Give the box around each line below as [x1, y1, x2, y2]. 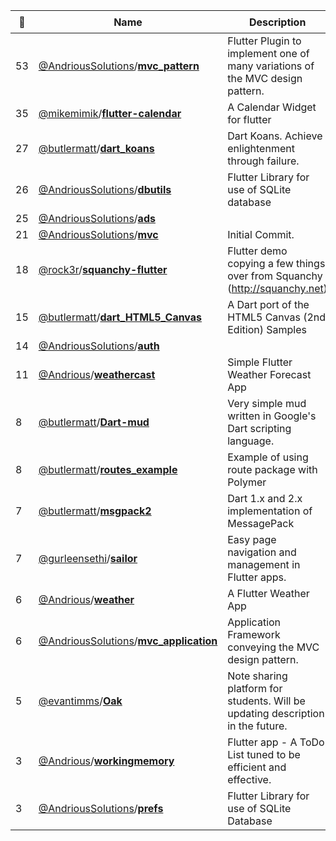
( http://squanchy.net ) [227, 282, 328, 295]
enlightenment [227, 142, 295, 155]
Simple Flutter [227, 355, 293, 369]
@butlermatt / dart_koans [38, 142, 155, 155]
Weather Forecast [227, 368, 312, 381]
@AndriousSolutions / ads [38, 212, 156, 225]
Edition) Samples [227, 323, 307, 336]
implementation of [227, 504, 313, 518]
